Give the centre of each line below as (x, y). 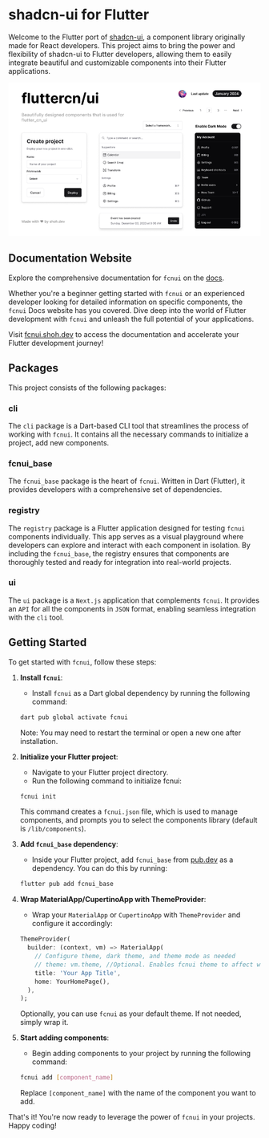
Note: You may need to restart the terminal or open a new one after (130, 733)
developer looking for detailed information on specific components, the (125, 302)
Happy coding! (33, 1126)
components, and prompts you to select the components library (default (139, 820)
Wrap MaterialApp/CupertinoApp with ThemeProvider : (113, 900)
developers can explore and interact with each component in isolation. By (129, 545)
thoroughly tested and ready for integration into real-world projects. (120, 562)
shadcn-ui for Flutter (79, 15)
